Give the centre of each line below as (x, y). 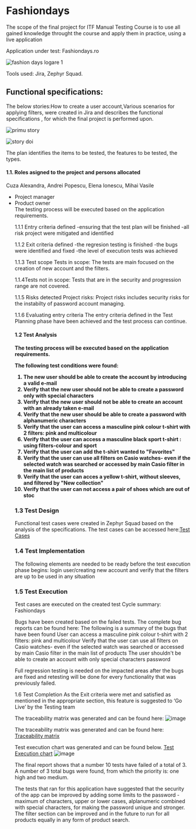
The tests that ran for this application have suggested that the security (99, 789)
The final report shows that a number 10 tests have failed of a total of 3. (101, 765)
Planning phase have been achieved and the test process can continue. (101, 321)
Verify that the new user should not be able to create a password (104, 390)
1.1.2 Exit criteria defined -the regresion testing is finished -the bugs (96, 244)
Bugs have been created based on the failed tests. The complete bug (98, 622)
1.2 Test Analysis (36, 334)
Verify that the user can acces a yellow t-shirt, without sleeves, (102, 477)
